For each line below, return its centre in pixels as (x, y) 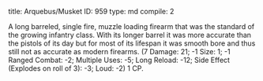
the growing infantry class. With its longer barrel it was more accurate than (130, 35)
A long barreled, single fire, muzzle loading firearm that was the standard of (131, 26)
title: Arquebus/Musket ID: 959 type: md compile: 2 (91, 11)
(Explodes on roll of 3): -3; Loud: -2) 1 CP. (76, 68)
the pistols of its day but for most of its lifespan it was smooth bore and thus (132, 43)
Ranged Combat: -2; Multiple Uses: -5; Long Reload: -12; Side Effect (119, 60)
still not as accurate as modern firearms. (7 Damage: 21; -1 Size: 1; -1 (119, 52)
